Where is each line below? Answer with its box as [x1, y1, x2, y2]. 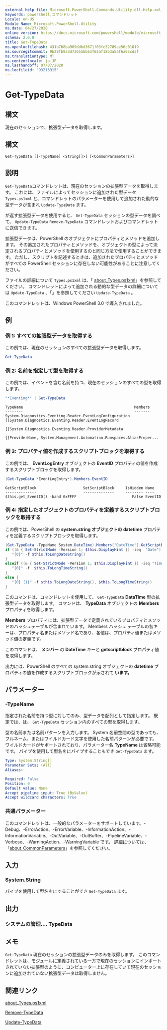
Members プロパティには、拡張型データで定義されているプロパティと [5, 617, 148, 623]
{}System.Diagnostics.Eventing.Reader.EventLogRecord [5, 418, 119, 423]
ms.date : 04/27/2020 [5, 26, 48, 31]
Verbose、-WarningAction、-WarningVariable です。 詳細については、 [5, 839, 149, 845]
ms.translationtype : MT [5, 53, 55, 59]
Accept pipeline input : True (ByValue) [5, 790, 88, 795]
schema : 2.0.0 [5, 35, 35, 40]
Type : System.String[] [5, 758, 52, 764]
